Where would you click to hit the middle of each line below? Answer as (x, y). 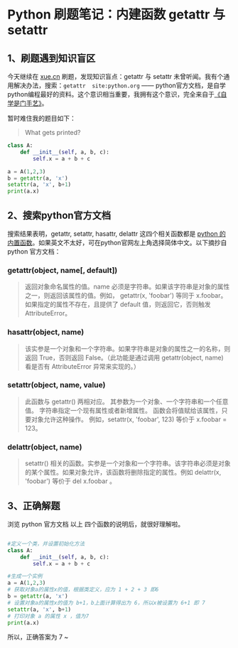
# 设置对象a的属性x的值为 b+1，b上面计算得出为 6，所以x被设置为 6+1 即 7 (107, 603)
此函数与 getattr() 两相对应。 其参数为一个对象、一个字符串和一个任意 (126, 401)
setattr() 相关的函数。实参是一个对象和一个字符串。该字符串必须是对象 (128, 463)
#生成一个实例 (25, 576)
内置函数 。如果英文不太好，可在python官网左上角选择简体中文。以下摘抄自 (117, 242)
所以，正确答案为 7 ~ (38, 637)
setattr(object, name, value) (56, 385)
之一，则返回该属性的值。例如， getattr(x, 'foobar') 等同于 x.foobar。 (126, 296)
